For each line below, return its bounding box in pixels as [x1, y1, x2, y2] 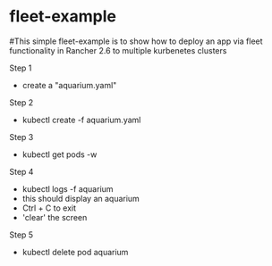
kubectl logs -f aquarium [21, 183, 114, 194]
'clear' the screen [21, 212, 88, 222]
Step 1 [9, 62, 32, 73]
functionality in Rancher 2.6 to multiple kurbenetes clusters [9, 45, 227, 55]
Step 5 [9, 229, 34, 240]
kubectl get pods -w [21, 149, 98, 160]
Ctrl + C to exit [21, 203, 77, 213]
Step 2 [9, 96, 34, 108]
